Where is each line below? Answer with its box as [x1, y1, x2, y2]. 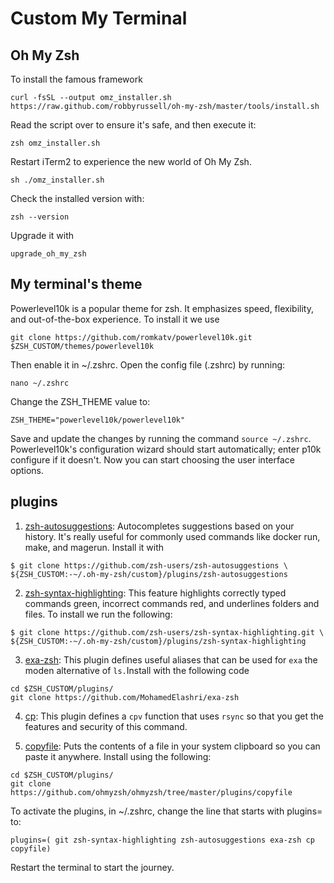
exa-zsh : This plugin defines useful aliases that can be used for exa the [24, 653, 318, 666]
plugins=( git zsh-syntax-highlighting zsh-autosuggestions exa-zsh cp [10, 835, 315, 845]
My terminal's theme [10, 276, 143, 293]
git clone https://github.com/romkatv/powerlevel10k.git [10, 332, 253, 342]
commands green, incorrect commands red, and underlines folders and [24, 597, 320, 609]
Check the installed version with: [10, 193, 145, 204]
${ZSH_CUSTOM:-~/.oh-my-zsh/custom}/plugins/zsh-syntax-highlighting [10, 636, 307, 646]
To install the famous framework [10, 73, 143, 85]
